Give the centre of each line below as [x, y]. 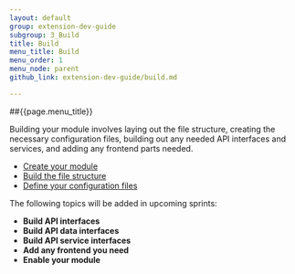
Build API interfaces [61, 221]
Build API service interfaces [77, 240]
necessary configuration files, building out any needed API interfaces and [148, 139]
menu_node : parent [44, 69]
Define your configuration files [80, 185]
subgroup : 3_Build [44, 35]
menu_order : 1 [37, 60]
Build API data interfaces [71, 230]
